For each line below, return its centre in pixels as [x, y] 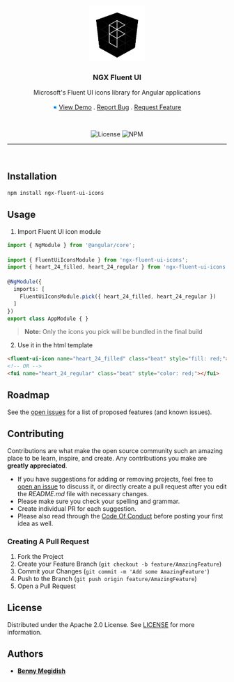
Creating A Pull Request [48, 541]
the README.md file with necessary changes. [83, 493]
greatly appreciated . [37, 466]
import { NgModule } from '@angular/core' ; [71, 245]
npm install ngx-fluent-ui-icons [56, 193]
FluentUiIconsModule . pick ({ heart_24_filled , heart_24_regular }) [118, 296]
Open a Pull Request [47, 586]
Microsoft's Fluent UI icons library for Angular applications [117, 93]
